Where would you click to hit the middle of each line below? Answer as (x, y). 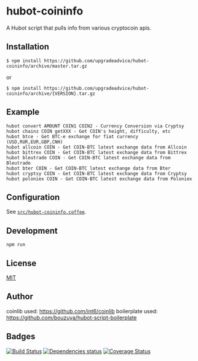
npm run (16, 245)
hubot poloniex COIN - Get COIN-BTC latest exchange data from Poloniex (99, 179)
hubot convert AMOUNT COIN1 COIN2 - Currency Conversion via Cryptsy (95, 126)
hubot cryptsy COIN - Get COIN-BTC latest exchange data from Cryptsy (97, 173)
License (21, 263)
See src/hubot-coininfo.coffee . (46, 212)
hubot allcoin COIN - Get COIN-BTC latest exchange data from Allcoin (97, 147)
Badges (21, 337)
